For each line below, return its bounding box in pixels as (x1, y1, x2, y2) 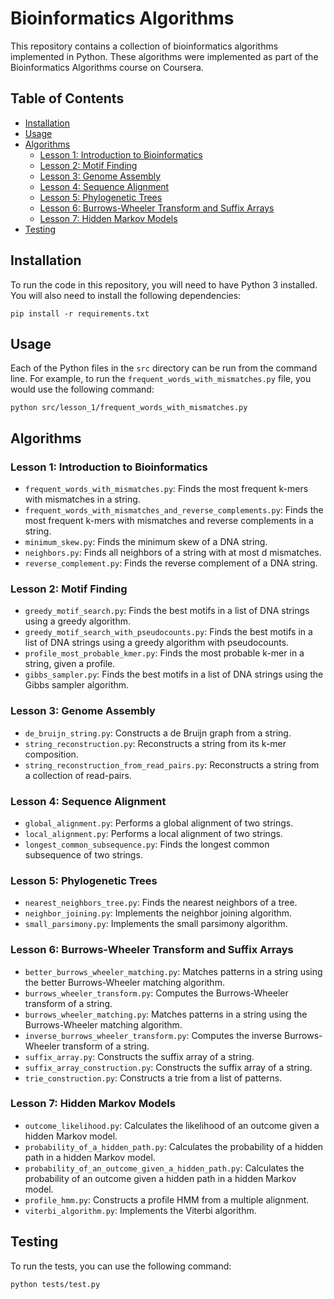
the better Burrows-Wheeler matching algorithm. (24, 976, 225, 988)
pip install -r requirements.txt (10, 308, 150, 319)
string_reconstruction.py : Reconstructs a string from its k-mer (24, 737, 287, 749)
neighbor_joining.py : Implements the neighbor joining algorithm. (24, 907, 293, 919)
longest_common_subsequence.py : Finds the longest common (24, 838, 270, 850)
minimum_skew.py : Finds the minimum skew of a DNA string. (24, 536, 268, 548)
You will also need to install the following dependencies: (10, 289, 242, 301)
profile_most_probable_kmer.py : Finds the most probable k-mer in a (24, 647, 305, 659)
